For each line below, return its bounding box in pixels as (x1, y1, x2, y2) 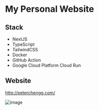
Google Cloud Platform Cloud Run (12, 63, 81, 68)
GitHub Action (12, 57, 41, 63)
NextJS (12, 36, 28, 42)
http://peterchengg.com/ (5, 90, 56, 96)
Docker (12, 52, 28, 58)
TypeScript (12, 41, 35, 47)
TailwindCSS (12, 47, 38, 52)
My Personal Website (5, 3, 95, 15)
